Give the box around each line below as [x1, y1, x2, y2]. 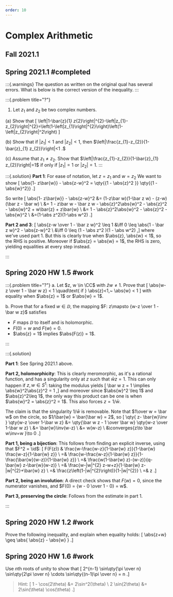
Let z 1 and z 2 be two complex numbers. [12, 106, 97, 114]
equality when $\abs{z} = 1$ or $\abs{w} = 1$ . [5, 293, 104, 299]
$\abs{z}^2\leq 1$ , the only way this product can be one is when [5, 393, 142, 399]
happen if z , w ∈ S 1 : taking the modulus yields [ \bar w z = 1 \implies [5, 381, 150, 388]
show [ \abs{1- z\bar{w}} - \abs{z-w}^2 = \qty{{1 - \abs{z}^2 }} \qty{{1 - [5, 180, 158, 186]
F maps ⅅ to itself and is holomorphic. [12, 319, 94, 325]
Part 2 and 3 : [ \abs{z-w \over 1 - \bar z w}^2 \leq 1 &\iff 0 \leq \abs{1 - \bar [5, 222, 164, 228]
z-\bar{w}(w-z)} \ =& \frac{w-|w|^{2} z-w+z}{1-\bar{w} [23, 462, 141, 468]
